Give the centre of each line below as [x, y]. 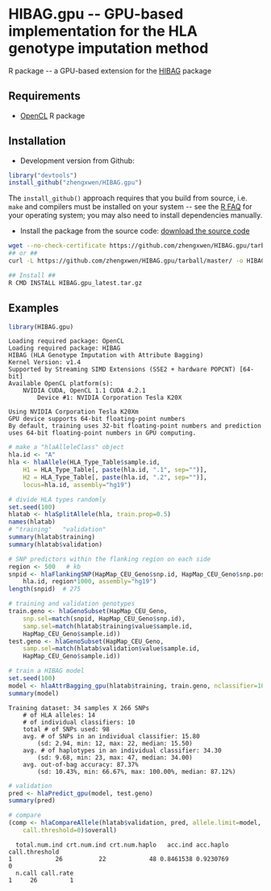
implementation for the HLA [103, 31]
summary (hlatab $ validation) [56, 544]
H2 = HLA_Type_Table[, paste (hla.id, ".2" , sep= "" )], [115, 477]
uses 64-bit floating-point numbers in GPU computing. [102, 433]
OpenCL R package [52, 116]
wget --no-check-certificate [57, 246]
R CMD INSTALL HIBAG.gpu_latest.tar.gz [75, 283]
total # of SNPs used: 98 [67, 729]
